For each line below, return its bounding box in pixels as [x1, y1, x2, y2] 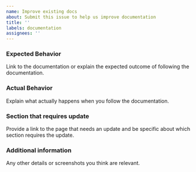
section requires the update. [6, 131, 75, 139]
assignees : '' [6, 31, 41, 36]
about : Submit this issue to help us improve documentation [6, 14, 157, 20]
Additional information [6, 146, 72, 154]
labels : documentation [6, 25, 62, 31]
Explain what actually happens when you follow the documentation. [6, 97, 169, 104]
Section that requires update [6, 112, 90, 120]
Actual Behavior [6, 84, 53, 92]
